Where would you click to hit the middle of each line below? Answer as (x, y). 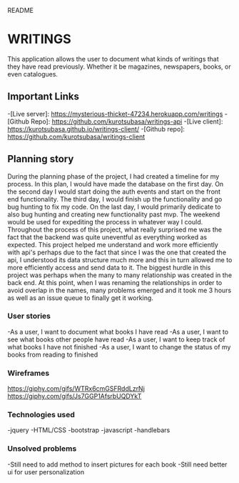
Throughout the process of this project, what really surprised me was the (115, 229)
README (21, 10)
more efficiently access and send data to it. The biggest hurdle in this (109, 267)
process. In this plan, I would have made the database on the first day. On (116, 184)
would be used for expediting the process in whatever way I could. (105, 221)
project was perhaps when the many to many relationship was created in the (120, 275)
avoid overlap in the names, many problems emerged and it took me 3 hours (119, 290)
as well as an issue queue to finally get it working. (80, 298)
